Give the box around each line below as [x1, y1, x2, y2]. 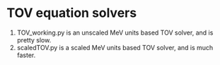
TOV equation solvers [6, 5, 137, 21]
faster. [16, 51, 36, 59]
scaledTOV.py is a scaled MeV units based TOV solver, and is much [16, 43, 214, 52]
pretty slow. [16, 35, 52, 44]
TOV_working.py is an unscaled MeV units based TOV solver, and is [16, 28, 214, 37]
